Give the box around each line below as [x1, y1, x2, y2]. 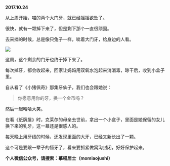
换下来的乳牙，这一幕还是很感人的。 [5, 123, 81, 129]
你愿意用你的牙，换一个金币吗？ [17, 95, 84, 101]
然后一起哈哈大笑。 [5, 106, 46, 112]
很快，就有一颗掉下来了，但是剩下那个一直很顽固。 [5, 25, 112, 31]
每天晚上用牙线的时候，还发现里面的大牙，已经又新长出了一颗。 [5, 134, 138, 140]
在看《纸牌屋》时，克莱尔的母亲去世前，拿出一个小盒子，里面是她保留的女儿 [5, 116, 165, 122]
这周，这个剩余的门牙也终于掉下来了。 [5, 57, 85, 62]
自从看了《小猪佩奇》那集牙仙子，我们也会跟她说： [5, 85, 112, 90]
